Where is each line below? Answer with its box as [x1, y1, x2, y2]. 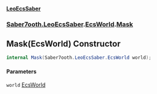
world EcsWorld [6, 81, 46, 89]
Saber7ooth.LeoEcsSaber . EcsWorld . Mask [6, 20, 133, 29]
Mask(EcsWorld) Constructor [6, 38, 121, 49]
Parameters [6, 67, 37, 75]
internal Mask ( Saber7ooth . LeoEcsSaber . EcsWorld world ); [6, 55, 152, 61]
